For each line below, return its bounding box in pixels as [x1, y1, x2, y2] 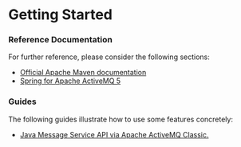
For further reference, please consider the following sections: [8, 52, 210, 62]
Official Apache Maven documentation [19, 68, 147, 77]
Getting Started [8, 6, 113, 24]
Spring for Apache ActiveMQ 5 [19, 76, 121, 85]
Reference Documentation [8, 34, 113, 46]
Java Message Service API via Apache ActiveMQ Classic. [19, 129, 209, 139]
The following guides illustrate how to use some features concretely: [8, 114, 234, 124]
